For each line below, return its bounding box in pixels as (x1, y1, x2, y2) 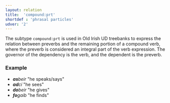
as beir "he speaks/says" (12, 76, 64, 82)
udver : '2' (5, 21, 28, 27)
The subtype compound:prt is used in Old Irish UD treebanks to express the (5, 36, 161, 42)
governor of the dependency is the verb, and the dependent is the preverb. (5, 52, 162, 58)
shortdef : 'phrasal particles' (5, 17, 74, 22)
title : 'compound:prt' (5, 12, 56, 17)
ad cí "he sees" (12, 81, 44, 87)
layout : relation (5, 7, 42, 13)
